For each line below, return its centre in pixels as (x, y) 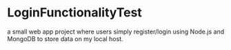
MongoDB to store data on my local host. (65, 38)
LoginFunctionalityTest (75, 13)
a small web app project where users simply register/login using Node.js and (116, 32)
